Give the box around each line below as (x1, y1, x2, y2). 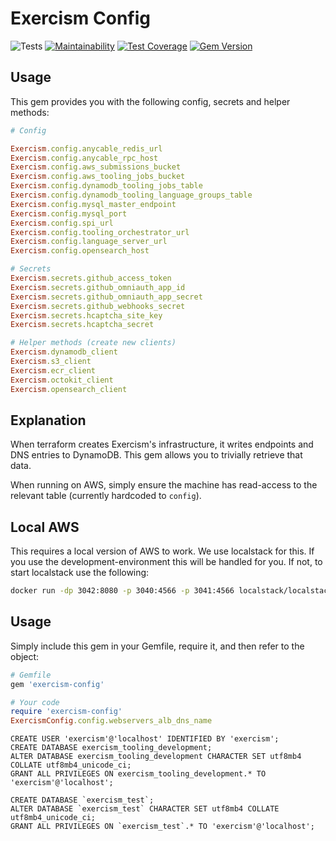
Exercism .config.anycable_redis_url (10, 143, 163, 154)
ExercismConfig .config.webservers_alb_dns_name (10, 716, 213, 726)
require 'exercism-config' (10, 707, 123, 717)
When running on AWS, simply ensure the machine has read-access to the (10, 479, 318, 491)
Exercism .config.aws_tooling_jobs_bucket (10, 172, 186, 182)
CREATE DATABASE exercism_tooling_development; (10, 743, 213, 753)
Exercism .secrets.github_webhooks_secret (10, 301, 186, 311)
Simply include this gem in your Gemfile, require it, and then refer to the (10, 640, 305, 652)
